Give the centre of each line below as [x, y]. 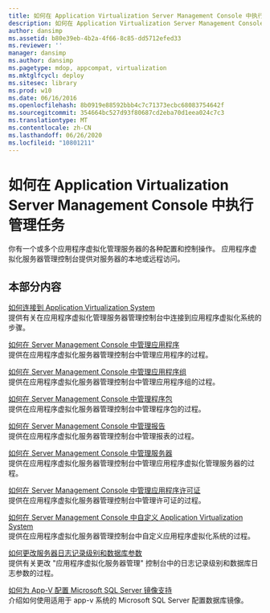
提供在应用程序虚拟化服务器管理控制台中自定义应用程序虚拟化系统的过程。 [131, 536]
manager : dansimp [37, 53]
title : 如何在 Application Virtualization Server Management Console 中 [130, 16]
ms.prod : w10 [30, 90]
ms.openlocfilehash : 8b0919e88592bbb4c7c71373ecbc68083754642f [117, 105]
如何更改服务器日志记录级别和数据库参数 [75, 553]
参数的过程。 [36, 573]
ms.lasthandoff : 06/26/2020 [55, 135]
